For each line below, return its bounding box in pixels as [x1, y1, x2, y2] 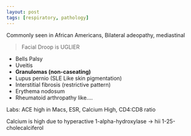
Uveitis [15, 62, 33, 69]
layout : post [6, 9, 40, 15]
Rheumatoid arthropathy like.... [15, 94, 93, 101]
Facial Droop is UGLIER [21, 43, 80, 51]
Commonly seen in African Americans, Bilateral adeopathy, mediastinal [6, 31, 185, 38]
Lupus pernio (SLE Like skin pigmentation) [15, 74, 122, 82]
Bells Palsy [15, 55, 43, 62]
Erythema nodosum [15, 87, 66, 95]
